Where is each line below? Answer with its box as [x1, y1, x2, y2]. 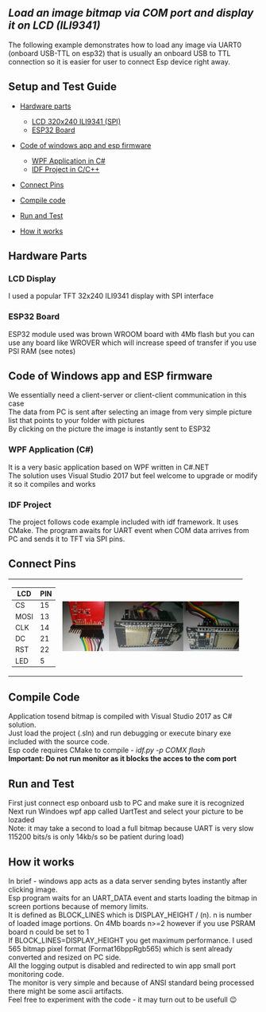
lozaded [8, 815, 35, 825]
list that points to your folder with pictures [8, 416, 145, 426]
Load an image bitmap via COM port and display [8, 6, 254, 20]
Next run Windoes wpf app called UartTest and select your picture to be [8, 806, 244, 816]
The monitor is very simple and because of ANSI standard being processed [8, 978, 254, 987]
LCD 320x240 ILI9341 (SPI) [31, 116, 121, 126]
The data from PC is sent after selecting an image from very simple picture [8, 407, 253, 417]
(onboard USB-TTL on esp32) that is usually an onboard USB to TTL [8, 48, 231, 58]
